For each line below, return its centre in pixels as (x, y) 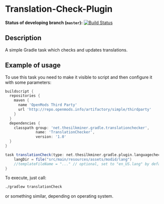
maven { (21, 101)
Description (23, 38)
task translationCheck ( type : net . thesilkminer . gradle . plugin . (70, 155)
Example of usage (33, 65)
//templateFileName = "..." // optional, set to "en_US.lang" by (82, 164)
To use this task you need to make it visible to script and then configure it (79, 77)
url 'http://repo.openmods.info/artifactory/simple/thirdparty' (85, 110)
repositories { (25, 96)
